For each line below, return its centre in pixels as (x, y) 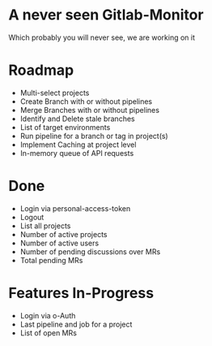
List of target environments (65, 127)
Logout (32, 217)
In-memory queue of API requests (77, 153)
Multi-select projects (55, 93)
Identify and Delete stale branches (77, 119)
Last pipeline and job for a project (76, 324)
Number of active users (59, 243)
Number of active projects (64, 234)
